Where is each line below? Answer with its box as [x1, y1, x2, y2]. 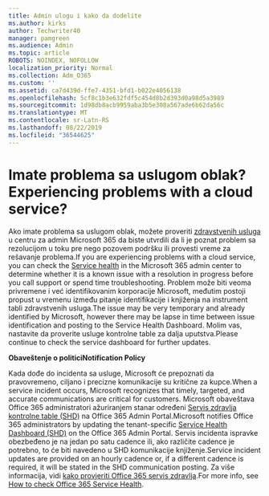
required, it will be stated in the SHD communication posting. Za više [8, 462, 235, 472]
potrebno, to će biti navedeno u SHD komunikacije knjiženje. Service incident [8, 445, 261, 454]
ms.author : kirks [8, 19, 67, 27]
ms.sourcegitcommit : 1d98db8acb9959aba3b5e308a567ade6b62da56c [8, 101, 225, 109]
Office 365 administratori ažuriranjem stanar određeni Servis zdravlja [8, 402, 237, 412]
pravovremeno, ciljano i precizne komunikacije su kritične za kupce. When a [8, 376, 258, 386]
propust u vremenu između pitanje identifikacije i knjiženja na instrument [8, 295, 248, 304]
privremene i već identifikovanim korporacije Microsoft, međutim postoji [8, 286, 247, 295]
